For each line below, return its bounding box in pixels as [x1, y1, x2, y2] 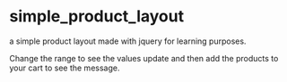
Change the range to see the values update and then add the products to [9, 53, 279, 63]
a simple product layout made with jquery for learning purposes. [9, 36, 247, 46]
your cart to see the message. [9, 62, 120, 73]
